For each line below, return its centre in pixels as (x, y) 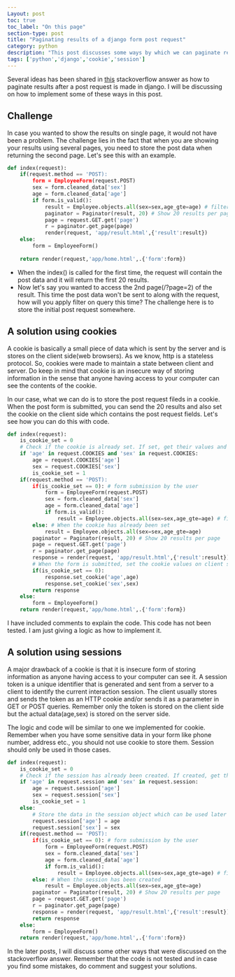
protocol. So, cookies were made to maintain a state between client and (111, 363)
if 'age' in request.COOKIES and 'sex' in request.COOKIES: (109, 454)
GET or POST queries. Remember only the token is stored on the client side (115, 706)
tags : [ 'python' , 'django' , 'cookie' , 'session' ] (76, 59)
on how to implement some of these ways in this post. (85, 94)
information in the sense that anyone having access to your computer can (113, 378)
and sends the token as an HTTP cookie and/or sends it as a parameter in (113, 699)
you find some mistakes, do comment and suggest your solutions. (102, 967)
